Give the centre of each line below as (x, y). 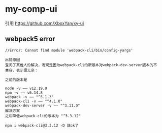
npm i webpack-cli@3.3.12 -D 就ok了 (42, 125)
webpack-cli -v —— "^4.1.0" (34, 101)
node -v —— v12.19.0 (26, 88)
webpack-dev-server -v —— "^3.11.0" (43, 106)
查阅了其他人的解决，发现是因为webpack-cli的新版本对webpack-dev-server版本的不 (81, 65)
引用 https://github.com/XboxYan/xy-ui (45, 23)
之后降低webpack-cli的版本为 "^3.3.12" (43, 116)
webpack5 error (30, 39)
